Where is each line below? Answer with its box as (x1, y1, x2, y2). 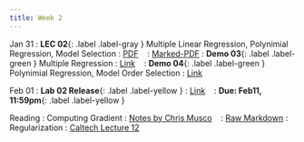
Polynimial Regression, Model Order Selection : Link (9, 67, 202, 78)
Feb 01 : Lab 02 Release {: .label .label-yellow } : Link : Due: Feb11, (9, 85, 262, 96)
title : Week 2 (9, 13, 64, 23)
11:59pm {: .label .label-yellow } (9, 95, 125, 106)
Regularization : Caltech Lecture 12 (9, 122, 140, 133)
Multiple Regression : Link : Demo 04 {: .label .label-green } (39, 57, 266, 68)
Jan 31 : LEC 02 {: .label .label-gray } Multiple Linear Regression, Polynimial (9, 38, 289, 49)
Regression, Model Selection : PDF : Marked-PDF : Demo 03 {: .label (9, 47, 270, 59)
